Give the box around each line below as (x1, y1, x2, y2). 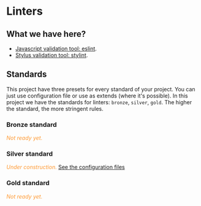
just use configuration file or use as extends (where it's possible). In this (6, 92, 188, 99)
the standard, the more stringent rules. (6, 105, 104, 112)
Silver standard (6, 150, 53, 158)
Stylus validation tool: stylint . (15, 51, 88, 59)
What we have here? (6, 29, 86, 39)
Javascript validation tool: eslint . (15, 45, 97, 52)
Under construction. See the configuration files (6, 164, 125, 171)
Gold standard (6, 179, 50, 188)
